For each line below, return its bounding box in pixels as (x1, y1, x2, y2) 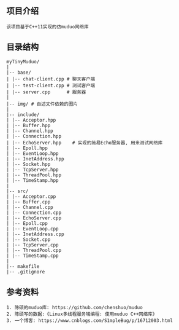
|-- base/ (6, 69, 32, 76)
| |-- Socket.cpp (6, 236, 51, 243)
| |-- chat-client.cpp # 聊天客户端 (6, 76, 96, 82)
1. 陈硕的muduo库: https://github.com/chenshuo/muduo (6, 305, 143, 311)
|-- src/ (6, 188, 29, 194)
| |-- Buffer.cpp (6, 198, 51, 205)
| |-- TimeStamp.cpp (6, 253, 59, 259)
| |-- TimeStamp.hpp (6, 177, 59, 183)
